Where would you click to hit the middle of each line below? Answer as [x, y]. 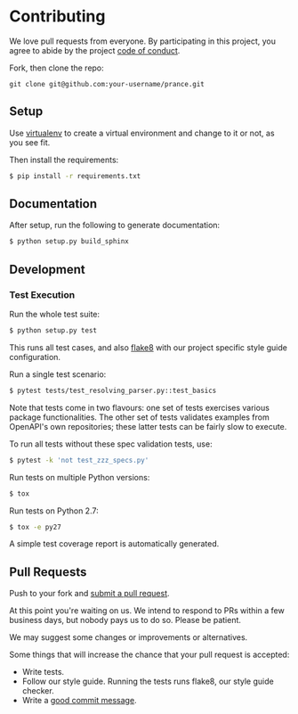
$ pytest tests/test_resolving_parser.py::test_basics [113, 390]
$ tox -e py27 [36, 527]
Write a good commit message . [79, 701]
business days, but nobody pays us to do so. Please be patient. [125, 620]
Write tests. [43, 672]
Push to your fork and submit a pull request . [90, 594]
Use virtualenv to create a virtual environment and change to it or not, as [142, 133]
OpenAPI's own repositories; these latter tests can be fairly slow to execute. [148, 426]
